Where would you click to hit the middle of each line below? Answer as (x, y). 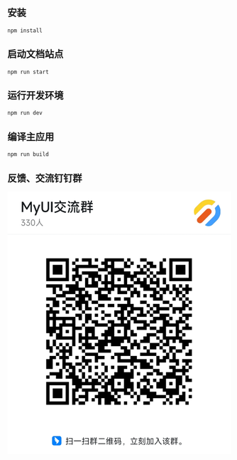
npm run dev (25, 113)
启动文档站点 (35, 54)
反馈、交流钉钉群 (45, 178)
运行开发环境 (35, 96)
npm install (25, 31)
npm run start (28, 72)
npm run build (28, 155)
